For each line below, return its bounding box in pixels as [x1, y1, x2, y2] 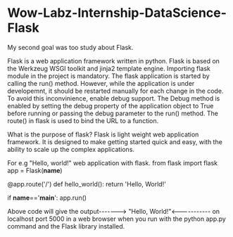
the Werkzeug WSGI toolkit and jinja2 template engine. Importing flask [7, 64, 211, 72]
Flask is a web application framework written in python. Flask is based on [7, 56, 220, 65]
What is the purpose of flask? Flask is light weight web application [7, 130, 199, 139]
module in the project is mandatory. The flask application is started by [7, 72, 210, 80]
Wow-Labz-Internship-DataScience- [7, 5, 227, 21]
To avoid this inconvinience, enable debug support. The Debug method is [7, 94, 220, 103]
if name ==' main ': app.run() [7, 193, 87, 202]
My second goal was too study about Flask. [7, 43, 134, 51]
